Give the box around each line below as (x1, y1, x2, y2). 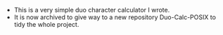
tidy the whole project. (13, 21, 79, 28)
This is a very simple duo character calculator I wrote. (13, 6, 170, 14)
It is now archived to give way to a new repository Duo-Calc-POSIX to (13, 13, 217, 21)
